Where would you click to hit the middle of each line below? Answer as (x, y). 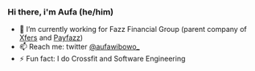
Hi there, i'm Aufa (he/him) (61, 12)
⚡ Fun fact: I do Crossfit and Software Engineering (102, 59)
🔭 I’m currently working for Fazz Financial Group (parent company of (133, 30)
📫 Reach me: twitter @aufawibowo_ (79, 47)
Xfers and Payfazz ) (51, 37)
